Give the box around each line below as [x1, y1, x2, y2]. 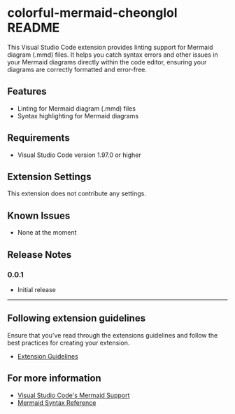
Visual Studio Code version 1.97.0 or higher [17, 151, 141, 159]
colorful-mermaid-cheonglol [7, 5, 178, 21]
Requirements [7, 132, 70, 144]
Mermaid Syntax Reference [17, 398, 97, 407]
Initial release [17, 285, 56, 294]
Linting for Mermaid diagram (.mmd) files [17, 104, 136, 113]
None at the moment [17, 228, 77, 237]
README [7, 20, 60, 36]
